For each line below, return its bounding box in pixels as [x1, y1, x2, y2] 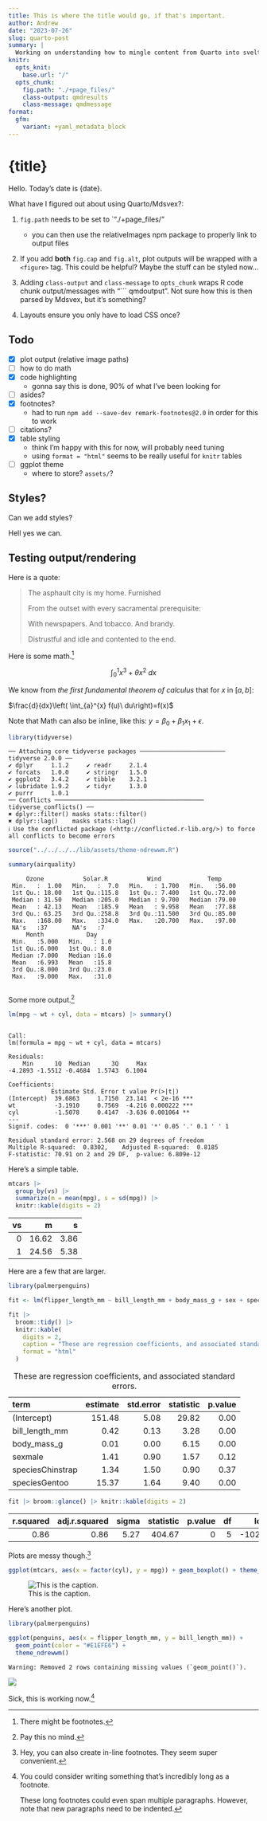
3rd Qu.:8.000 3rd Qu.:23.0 [11, 966, 112, 974]
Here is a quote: [8, 572, 61, 582]
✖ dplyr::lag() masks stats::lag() [8, 818, 137, 826]
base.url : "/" [22, 71, 69, 79]
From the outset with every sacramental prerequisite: [27, 603, 201, 613]
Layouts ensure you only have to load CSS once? [19, 310, 180, 320]
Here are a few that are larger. [8, 1266, 106, 1276]
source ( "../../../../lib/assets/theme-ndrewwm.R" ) [8, 846, 180, 854]
